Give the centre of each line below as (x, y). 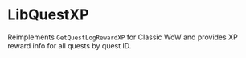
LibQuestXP (48, 15)
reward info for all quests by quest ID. (70, 45)
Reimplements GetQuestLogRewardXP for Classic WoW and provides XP (123, 37)
